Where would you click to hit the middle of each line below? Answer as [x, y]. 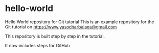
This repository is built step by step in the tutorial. [55, 36]
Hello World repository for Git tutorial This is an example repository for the [80, 22]
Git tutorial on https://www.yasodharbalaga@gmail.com [61, 26]
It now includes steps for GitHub [37, 45]
